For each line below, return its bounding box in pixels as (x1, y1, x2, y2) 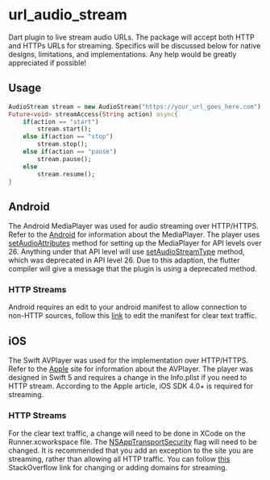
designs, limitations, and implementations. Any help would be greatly (8, 49, 237, 59)
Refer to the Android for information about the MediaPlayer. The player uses (8, 230, 260, 239)
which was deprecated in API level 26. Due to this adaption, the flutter (8, 255, 240, 265)
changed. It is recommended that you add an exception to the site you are (8, 445, 254, 455)
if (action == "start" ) (23, 118, 99, 126)
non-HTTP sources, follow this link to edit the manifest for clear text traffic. (8, 311, 257, 321)
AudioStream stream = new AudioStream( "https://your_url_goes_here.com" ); (8, 102, 265, 110)
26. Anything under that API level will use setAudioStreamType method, (8, 247, 245, 257)
